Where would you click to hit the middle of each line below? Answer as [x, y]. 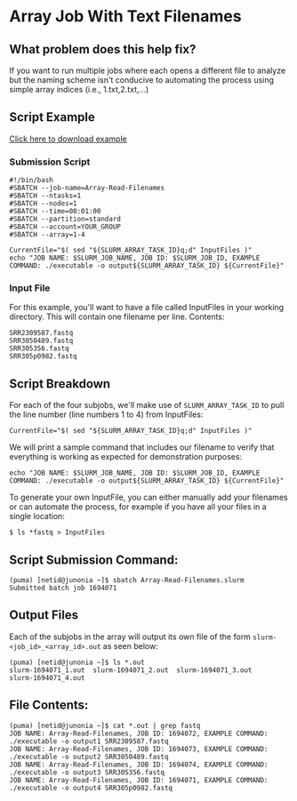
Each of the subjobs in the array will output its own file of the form [130, 637]
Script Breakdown [60, 384]
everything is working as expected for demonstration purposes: [126, 457]
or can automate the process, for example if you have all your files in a [138, 507]
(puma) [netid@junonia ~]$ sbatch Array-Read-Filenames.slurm [127, 581]
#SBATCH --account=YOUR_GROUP [65, 227]
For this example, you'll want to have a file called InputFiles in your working [147, 308]
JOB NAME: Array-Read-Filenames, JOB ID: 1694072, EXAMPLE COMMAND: [139, 733]
